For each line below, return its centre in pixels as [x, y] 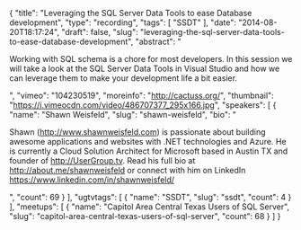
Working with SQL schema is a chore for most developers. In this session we [151, 59]
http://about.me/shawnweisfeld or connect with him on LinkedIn [128, 170]
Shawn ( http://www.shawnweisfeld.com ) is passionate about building [138, 132]
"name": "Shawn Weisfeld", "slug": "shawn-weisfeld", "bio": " [123, 115]
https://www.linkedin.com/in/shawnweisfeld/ [92, 180]
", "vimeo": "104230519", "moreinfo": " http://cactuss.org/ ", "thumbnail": [142, 95]
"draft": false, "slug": [100, 32]
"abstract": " [158, 41]
